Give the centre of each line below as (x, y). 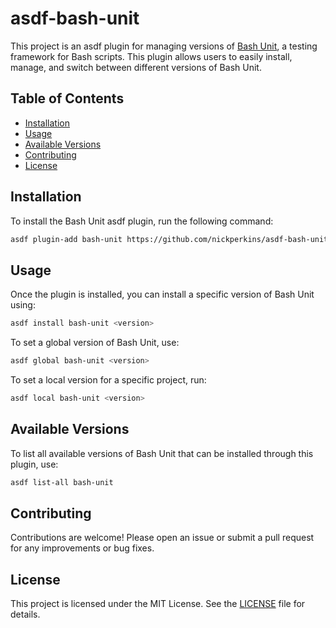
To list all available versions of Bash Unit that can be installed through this (162, 453)
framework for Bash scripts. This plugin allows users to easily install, (151, 56)
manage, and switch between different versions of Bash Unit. (136, 67)
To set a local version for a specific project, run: (108, 380)
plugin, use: (34, 464)
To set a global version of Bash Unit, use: (95, 343)
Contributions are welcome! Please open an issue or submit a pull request (162, 538)
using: (23, 305)
